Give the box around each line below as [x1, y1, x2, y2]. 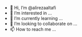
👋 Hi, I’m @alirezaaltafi [9, 5, 56, 10]
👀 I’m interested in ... [9, 10, 52, 16]
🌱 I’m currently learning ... [9, 15, 63, 21]
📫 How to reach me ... [9, 26, 56, 32]
